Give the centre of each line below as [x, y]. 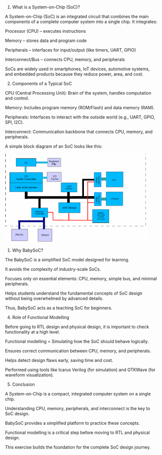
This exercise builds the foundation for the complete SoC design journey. [78, 447]
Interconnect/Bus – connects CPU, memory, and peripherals [65, 59]
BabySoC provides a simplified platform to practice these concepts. [73, 423]
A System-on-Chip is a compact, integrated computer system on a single [78, 394]
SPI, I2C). [15, 122]
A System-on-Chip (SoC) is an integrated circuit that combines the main [77, 16]
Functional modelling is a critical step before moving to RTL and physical [78, 433]
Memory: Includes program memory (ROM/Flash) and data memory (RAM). [80, 108]
